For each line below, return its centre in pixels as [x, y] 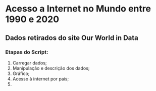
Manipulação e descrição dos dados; [51, 68]
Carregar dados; [30, 62]
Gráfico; [21, 73]
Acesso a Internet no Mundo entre [78, 9]
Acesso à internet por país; [41, 78]
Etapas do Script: [27, 52]
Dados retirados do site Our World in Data [72, 38]
